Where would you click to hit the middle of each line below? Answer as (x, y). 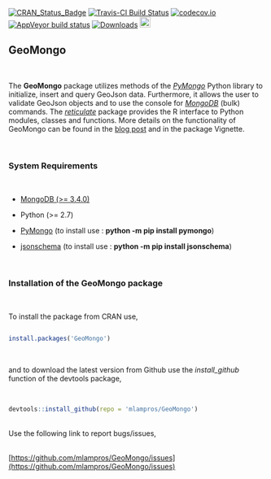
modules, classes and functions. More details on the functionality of (122, 120)
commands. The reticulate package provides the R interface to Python (126, 111)
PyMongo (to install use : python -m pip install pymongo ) (117, 231)
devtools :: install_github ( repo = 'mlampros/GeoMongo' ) (103, 409)
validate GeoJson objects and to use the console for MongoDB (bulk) (124, 102)
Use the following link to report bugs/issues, (83, 433)
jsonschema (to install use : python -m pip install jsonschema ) (126, 246)
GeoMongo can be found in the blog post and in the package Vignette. (127, 128)
